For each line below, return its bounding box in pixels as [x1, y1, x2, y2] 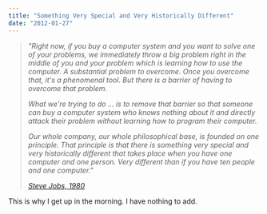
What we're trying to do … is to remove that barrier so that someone [27, 99, 253, 109]
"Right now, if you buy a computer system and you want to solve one [27, 41, 256, 50]
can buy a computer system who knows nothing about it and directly [27, 107, 256, 117]
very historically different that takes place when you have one [27, 149, 233, 158]
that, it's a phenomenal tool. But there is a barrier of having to [27, 75, 233, 85]
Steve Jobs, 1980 [27, 180, 86, 190]
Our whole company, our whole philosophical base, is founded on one [27, 131, 260, 141]
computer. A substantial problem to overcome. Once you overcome [27, 66, 250, 76]
